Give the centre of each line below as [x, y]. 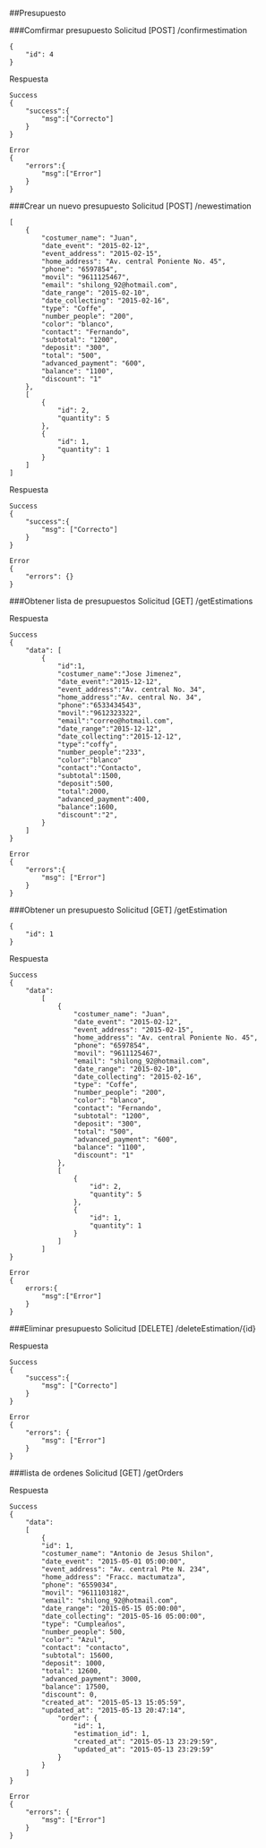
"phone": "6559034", [80, 1585]
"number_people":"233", [101, 752]
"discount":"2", [87, 815]
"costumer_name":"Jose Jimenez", [119, 674]
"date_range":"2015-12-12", [110, 729]
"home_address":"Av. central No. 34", [129, 697]
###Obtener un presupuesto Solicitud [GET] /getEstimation [119, 910]
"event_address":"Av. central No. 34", [131, 689]
